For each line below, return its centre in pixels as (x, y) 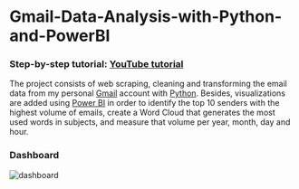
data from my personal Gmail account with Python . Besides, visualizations (147, 93)
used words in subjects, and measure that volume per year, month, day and (150, 122)
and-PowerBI (60, 36)
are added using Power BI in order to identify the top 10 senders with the (145, 103)
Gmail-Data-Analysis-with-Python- (146, 17)
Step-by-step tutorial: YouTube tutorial (96, 64)
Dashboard (34, 156)
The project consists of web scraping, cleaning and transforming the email (148, 84)
